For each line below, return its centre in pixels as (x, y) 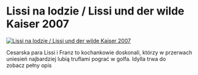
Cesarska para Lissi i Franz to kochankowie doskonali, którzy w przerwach (99, 52)
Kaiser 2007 (38, 24)
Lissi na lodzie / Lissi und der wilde (95, 11)
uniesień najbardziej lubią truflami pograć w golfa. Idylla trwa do (86, 59)
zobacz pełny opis (29, 65)
